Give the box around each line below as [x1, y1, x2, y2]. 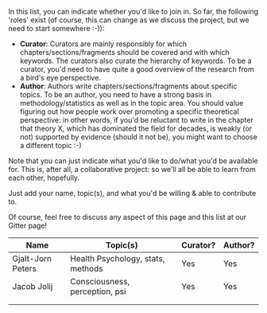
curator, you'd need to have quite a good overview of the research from [19, 65, 254, 74]
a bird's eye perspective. [19, 73, 102, 82]
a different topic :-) [19, 141, 82, 150]
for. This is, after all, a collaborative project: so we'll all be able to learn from [8, 165, 256, 174]
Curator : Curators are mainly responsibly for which [19, 39, 188, 49]
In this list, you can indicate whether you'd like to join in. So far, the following [8, 7, 259, 16]
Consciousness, [70, 276, 130, 287]
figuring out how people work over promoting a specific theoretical [19, 107, 240, 116]
